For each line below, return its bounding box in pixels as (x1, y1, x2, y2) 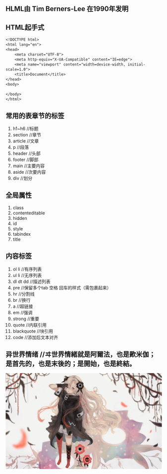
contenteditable (12, 210, 45, 216)
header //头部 (12, 150, 41, 156)
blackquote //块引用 (12, 328, 54, 334)
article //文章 (12, 138, 39, 144)
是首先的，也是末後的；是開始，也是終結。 (5, 359, 136, 368)
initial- (127, 62, 146, 67)
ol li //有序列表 (12, 266, 42, 272)
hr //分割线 (12, 291, 35, 297)
